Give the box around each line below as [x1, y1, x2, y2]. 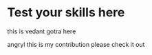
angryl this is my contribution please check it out [7, 40, 145, 48]
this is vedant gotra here [7, 27, 76, 35]
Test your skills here [7, 5, 125, 20]
